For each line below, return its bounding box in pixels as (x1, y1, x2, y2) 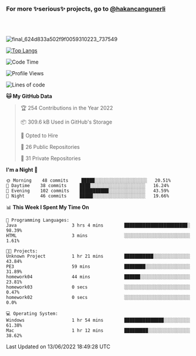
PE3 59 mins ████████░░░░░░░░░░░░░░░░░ (6, 264, 191, 270)
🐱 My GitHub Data (6, 93, 53, 100)
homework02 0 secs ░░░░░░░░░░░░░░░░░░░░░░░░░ (6, 295, 191, 301)
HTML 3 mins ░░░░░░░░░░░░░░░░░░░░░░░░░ (6, 233, 191, 239)
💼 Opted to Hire (20, 132, 59, 139)
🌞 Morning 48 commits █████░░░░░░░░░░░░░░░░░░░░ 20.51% (6, 178, 171, 184)
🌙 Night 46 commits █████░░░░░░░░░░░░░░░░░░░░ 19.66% (6, 193, 169, 199)
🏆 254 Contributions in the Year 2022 (20, 105, 113, 112)
